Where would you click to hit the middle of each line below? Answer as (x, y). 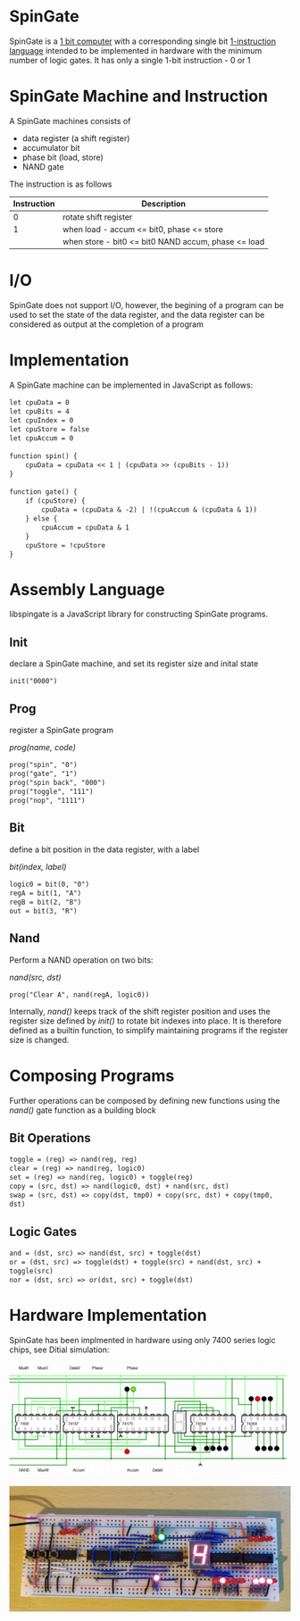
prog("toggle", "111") (51, 792)
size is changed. (39, 1040)
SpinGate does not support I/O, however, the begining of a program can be (146, 305)
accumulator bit (51, 147)
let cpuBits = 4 (39, 411)
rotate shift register (97, 217)
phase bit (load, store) (63, 157)
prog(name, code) (42, 748)
